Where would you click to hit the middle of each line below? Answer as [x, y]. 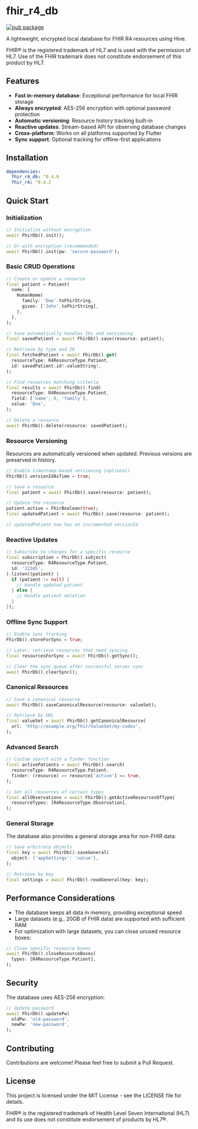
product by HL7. [26, 63]
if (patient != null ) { [40, 580]
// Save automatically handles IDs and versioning [70, 333]
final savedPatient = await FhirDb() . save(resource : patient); [85, 339]
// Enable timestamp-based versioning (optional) [68, 470]
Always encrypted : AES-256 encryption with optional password [93, 108]
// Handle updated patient [50, 585]
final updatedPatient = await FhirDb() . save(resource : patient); [88, 514]
